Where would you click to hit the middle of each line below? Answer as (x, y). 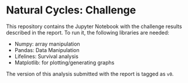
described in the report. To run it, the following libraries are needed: (88, 32)
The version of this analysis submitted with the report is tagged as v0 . (90, 74)
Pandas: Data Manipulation (47, 50)
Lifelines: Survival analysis (47, 56)
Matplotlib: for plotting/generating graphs (64, 63)
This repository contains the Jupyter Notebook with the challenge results (94, 26)
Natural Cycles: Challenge (71, 10)
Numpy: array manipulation (47, 44)
